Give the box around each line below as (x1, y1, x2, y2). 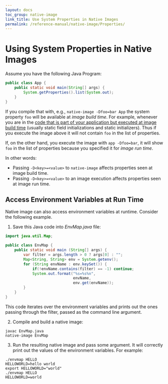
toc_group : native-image (5, 12, 58, 17)
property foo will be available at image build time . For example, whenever (5, 114, 158, 120)
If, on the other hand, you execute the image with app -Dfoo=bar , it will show (5, 139, 163, 146)
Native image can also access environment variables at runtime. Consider (5, 209, 158, 215)
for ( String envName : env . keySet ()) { (23, 261, 107, 267)
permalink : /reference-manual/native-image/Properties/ (5, 21, 125, 27)
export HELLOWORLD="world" (5, 366, 62, 371)
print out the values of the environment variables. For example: (12, 347, 143, 353)
